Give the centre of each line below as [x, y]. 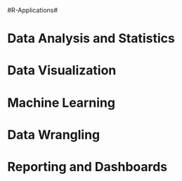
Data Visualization [62, 71]
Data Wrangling [54, 134]
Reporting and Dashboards [87, 167]
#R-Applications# [33, 10]
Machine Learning [61, 103]
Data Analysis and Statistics [91, 39]
